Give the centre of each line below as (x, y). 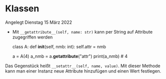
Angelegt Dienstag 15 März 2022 (39, 22)
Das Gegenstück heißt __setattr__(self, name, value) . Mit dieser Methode (83, 66)
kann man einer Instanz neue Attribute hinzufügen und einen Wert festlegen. (83, 71)
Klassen (22, 9)
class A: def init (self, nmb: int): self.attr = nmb (59, 46)
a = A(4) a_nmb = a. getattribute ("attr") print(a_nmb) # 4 (70, 56)
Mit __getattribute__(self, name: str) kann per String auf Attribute (82, 32)
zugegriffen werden (32, 37)
